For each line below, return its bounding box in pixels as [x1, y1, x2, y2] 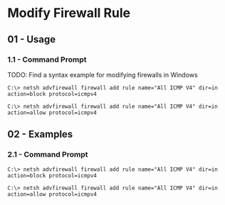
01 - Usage [7, 33, 56, 45]
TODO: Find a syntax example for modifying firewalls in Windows [7, 70, 198, 79]
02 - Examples [7, 128, 73, 140]
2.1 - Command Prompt [7, 150, 88, 160]
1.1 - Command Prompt [7, 55, 87, 65]
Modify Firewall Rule [7, 5, 131, 21]
